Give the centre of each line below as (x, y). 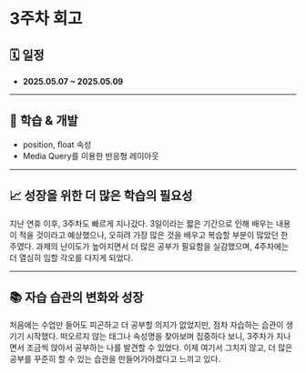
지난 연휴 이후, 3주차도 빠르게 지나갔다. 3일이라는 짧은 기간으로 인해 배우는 (142, 223)
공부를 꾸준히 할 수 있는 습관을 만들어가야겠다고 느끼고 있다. (115, 359)
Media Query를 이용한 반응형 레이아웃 (91, 156)
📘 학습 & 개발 (44, 121)
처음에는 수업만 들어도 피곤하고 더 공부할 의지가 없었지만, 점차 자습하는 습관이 (147, 325)
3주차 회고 (46, 19)
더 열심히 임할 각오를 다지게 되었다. (71, 257)
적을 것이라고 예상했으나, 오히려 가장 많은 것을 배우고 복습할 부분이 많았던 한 (153, 235)
